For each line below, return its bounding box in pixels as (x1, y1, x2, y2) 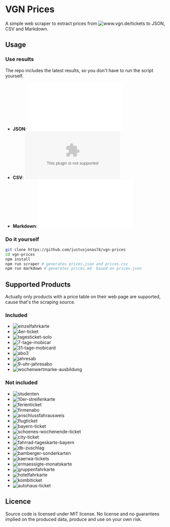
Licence (5, 497, 31, 506)
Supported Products (5, 280, 71, 289)
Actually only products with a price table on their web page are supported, (5, 294, 161, 300)
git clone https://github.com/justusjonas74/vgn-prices (5, 247, 126, 252)
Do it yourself (5, 235, 40, 242)
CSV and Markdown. (5, 25, 49, 32)
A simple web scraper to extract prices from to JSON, (5, 20, 165, 26)
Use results (5, 56, 34, 63)
